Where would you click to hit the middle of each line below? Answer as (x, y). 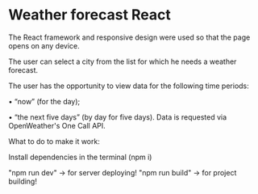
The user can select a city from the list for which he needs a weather (123, 61)
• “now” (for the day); (44, 101)
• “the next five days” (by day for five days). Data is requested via (118, 117)
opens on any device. (44, 45)
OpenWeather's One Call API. (57, 125)
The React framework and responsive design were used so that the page (129, 37)
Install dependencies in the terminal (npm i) (80, 157)
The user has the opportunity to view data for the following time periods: (129, 86)
